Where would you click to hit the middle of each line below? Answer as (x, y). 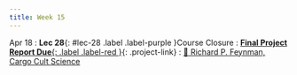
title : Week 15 (37, 17)
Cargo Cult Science (45, 61)
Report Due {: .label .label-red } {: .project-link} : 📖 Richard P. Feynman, (137, 52)
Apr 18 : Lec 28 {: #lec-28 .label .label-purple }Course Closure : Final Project (148, 42)
